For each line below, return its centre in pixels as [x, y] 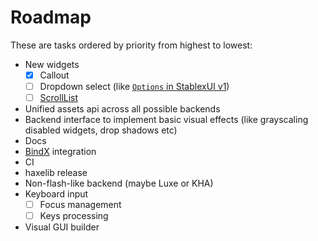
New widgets [52, 64]
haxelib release [56, 173]
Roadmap [51, 17]
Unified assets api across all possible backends [122, 109]
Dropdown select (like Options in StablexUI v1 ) [134, 86]
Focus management [80, 205]
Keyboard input [56, 194]
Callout [54, 75]
